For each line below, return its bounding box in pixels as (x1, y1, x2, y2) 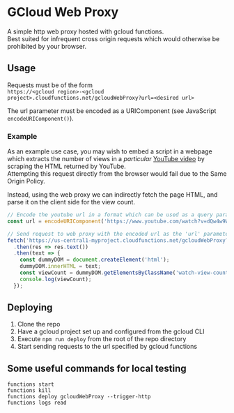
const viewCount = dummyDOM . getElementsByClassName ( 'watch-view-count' (19, 269, 232, 276)
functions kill (7, 387, 52, 394)
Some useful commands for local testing (7, 362, 187, 374)
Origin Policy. (7, 177, 45, 186)
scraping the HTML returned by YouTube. (7, 162, 127, 171)
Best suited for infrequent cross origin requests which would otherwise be (7, 34, 220, 43)
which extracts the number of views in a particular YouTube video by (7, 155, 205, 163)
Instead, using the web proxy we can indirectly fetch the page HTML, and (7, 190, 218, 199)
